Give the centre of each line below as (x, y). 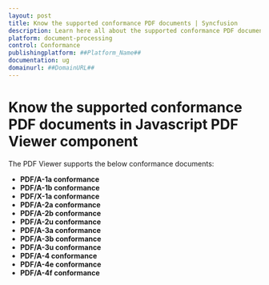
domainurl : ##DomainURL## (51, 68)
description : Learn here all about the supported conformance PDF (121, 30)
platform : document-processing (60, 38)
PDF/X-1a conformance (60, 196)
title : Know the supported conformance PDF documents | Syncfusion (123, 23)
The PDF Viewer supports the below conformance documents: (111, 163)
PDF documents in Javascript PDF (123, 124)
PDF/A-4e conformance (60, 264)
